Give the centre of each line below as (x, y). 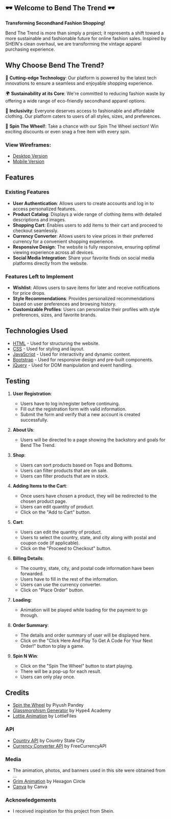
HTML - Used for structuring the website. (56, 343)
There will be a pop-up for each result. (61, 671)
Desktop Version (30, 156)
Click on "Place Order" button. (52, 590)
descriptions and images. (39, 219)
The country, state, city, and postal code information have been (87, 568)
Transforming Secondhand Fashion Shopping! (55, 23)
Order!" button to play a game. (52, 646)
